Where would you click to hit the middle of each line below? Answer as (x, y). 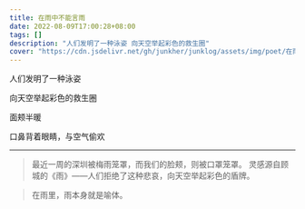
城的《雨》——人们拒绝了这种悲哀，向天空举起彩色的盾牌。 (143, 176)
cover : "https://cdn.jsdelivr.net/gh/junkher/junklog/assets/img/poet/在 (151, 52)
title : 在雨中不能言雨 (48, 18)
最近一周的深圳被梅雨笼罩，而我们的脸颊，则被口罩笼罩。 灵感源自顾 (160, 164)
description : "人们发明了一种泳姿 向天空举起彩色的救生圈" (110, 43)
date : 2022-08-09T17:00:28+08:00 (73, 26)
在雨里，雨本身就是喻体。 (79, 195)
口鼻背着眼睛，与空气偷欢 (57, 136)
